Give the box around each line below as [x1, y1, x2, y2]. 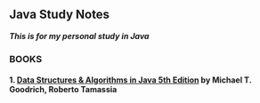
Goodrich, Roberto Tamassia [9, 84, 118, 95]
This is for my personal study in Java [9, 30, 150, 41]
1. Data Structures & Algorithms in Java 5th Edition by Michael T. [9, 75, 252, 85]
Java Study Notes [9, 7, 110, 22]
